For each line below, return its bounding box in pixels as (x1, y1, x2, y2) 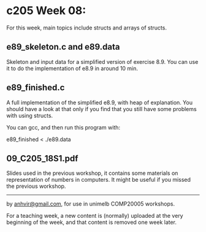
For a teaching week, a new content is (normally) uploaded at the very (6, 212, 183, 220)
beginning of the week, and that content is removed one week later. (6, 218, 177, 226)
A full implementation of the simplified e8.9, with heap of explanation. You (6, 99, 193, 106)
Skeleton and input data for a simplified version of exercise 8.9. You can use (6, 58, 199, 65)
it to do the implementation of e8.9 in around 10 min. (6, 64, 139, 72)
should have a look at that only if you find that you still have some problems (6, 105, 197, 112)
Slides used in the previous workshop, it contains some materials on (6, 169, 178, 177)
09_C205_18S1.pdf (6, 153, 78, 163)
